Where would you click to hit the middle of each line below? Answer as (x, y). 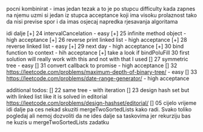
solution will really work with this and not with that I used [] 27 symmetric (97, 59)
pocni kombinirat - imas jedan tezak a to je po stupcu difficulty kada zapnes (101, 9)
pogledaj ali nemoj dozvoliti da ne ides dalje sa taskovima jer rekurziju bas (98, 116)
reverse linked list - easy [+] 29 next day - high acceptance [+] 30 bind (95, 46)
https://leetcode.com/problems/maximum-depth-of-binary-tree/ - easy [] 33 (102, 72)
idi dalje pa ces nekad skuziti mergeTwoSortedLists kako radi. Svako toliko (99, 109)
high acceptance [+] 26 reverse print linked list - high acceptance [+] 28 (97, 40)
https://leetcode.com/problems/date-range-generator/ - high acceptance (98, 78)
